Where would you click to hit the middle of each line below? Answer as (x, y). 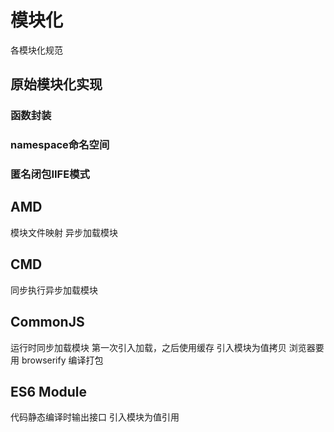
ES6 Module (49, 391)
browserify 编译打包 (62, 360)
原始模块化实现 (56, 84)
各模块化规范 (36, 50)
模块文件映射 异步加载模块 (64, 232)
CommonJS (47, 322)
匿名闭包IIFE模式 (50, 174)
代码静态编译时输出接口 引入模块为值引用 (95, 417)
